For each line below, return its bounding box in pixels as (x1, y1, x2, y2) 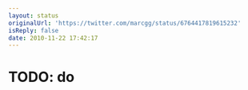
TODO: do (8, 68, 74, 86)
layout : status (8, 11, 59, 20)
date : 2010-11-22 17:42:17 (8, 33, 98, 42)
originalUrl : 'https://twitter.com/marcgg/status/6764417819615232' (8, 19, 242, 27)
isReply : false (8, 26, 59, 34)
